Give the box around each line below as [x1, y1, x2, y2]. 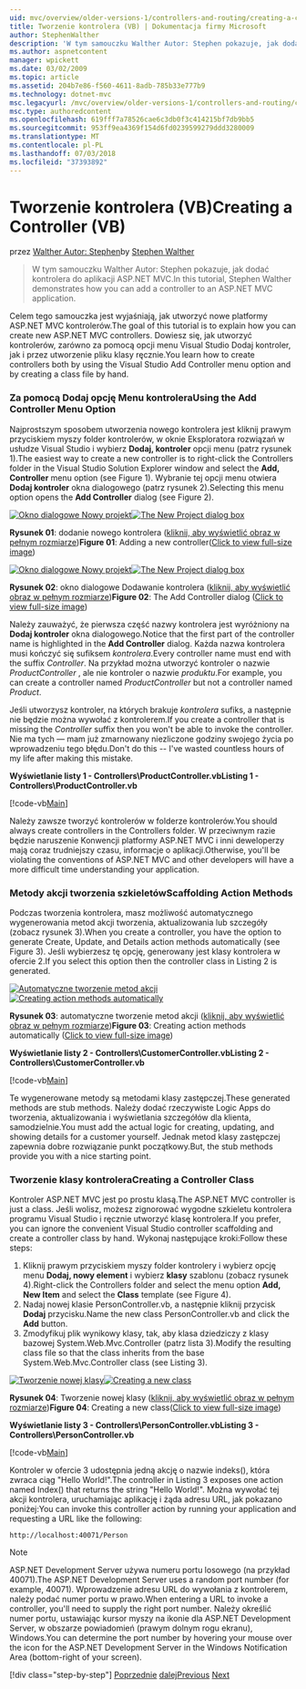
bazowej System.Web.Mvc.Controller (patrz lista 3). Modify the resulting [22, 1338, 291, 1349]
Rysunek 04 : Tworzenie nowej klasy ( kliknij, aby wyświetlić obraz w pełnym [9, 1393, 295, 1404]
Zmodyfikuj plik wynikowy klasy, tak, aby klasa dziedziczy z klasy [22, 1328, 270, 1339]
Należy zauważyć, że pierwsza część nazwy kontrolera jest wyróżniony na [9, 618, 290, 629]
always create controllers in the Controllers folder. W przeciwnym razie [9, 824, 276, 835]
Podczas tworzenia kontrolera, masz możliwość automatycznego [9, 907, 253, 918]
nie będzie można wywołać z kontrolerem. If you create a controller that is [9, 713, 285, 725]
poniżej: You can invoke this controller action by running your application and [9, 1504, 297, 1515]
